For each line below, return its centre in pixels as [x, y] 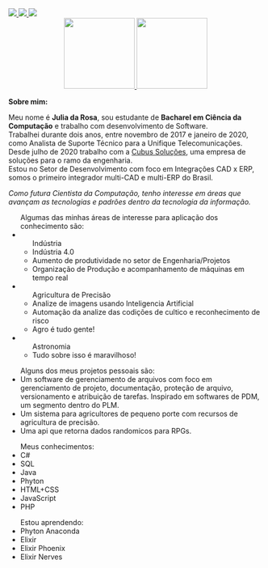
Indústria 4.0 [53, 252]
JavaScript [38, 498]
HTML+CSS [40, 490]
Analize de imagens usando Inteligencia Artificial [113, 303]
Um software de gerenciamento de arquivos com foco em [116, 379]
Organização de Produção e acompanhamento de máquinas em [138, 269]
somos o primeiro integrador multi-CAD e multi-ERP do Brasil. [111, 178]
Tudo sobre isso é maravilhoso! [84, 355]
